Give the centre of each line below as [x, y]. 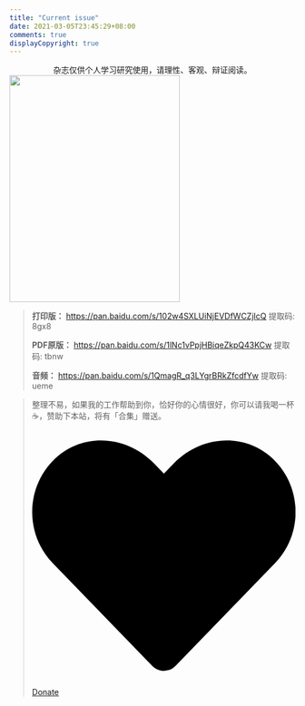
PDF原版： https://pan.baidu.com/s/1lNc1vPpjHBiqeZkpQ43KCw [152, 345]
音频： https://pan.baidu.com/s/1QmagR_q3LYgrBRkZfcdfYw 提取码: [159, 376]
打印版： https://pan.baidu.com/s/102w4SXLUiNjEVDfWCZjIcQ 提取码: [163, 316]
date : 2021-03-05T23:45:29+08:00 [73, 26]
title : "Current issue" [54, 18]
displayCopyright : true [54, 43]
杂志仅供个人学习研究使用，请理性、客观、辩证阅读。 [152, 70]
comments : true [38, 34]
